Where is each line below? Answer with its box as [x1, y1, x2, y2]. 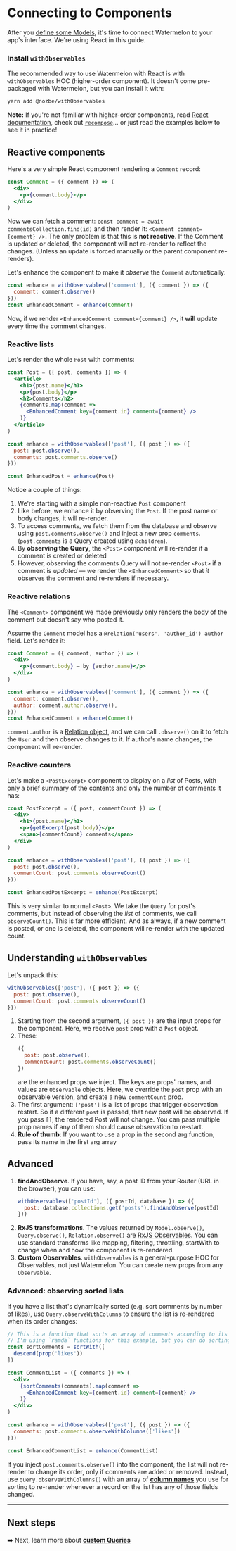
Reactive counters [7, 760, 72, 770]
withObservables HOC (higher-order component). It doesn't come [7, 77, 197, 85]
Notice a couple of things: [7, 486, 82, 494]
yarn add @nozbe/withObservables [7, 98, 105, 105]
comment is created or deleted [17, 551, 107, 560]
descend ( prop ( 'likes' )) [13, 1350, 83, 1357]
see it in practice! [7, 125, 58, 134]
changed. [7, 1490, 35, 1498]
